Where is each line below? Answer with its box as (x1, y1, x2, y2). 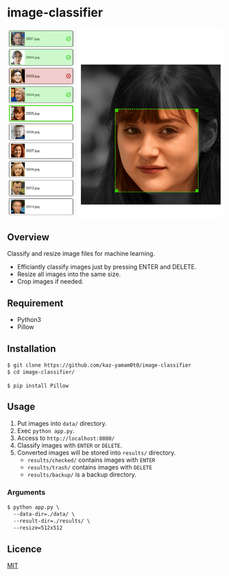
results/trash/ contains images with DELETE (27, 463, 153, 471)
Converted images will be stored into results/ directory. (16, 448, 176, 457)
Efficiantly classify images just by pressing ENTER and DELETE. (16, 263, 197, 271)
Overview (7, 231, 50, 243)
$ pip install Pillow (7, 382, 69, 389)
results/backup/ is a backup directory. (27, 470, 137, 479)
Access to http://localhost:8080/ (16, 434, 115, 442)
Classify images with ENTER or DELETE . (16, 441, 123, 449)
